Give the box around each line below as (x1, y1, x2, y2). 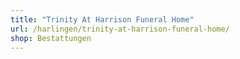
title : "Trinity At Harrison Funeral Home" (10, 14, 195, 25)
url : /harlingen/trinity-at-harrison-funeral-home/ (10, 24, 230, 34)
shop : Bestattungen (10, 33, 92, 43)
